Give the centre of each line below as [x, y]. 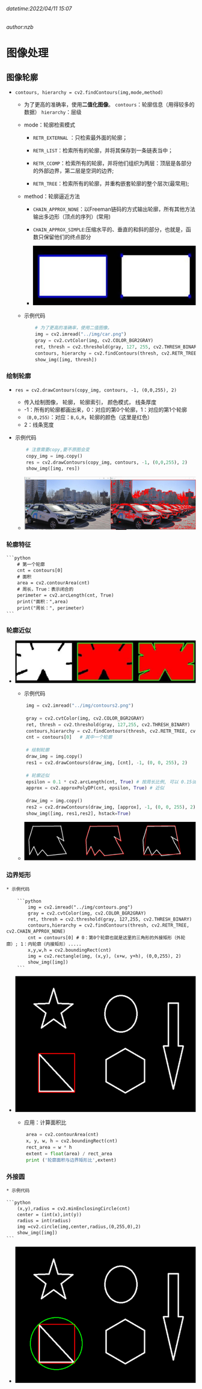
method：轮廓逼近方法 [52, 196]
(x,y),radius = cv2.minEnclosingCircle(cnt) [74, 1209]
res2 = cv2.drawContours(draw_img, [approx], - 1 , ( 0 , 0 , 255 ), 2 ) [111, 807]
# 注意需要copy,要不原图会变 [58, 449]
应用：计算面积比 [45, 1122]
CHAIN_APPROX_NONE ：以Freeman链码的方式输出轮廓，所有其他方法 [114, 209]
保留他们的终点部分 [67, 237]
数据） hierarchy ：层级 [53, 112]
